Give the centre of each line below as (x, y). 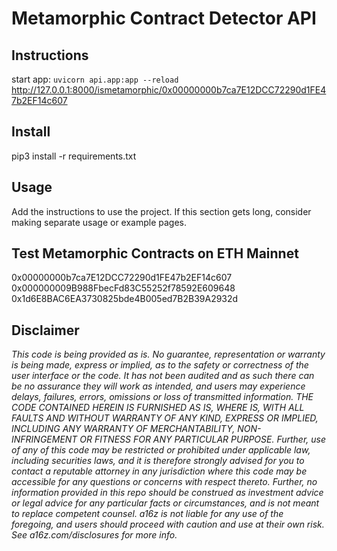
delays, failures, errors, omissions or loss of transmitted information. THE (162, 397)
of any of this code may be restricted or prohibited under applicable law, (161, 450)
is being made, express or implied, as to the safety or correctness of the (160, 365)
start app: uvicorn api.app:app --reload (95, 79)
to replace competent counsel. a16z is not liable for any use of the (147, 514)
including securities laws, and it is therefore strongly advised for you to (158, 461)
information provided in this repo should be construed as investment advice (167, 493)
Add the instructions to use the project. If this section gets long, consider (161, 211)
